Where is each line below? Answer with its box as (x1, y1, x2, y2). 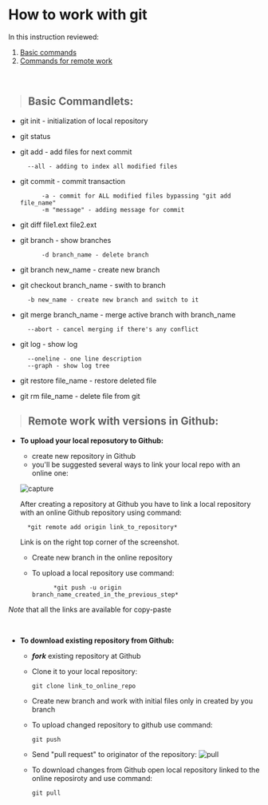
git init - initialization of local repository (19, 116, 148, 126)
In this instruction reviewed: (8, 32, 100, 42)
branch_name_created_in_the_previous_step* (31, 590, 179, 599)
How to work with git (8, 6, 148, 24)
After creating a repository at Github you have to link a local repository (19, 499, 251, 508)
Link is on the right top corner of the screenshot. (19, 537, 179, 547)
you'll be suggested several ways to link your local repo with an (31, 460, 241, 469)
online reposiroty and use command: (31, 773, 153, 783)
